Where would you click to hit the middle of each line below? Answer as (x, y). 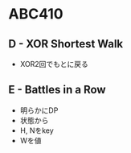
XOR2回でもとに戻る (54, 64)
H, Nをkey (37, 130)
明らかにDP (39, 110)
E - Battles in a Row (57, 90)
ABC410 (36, 14)
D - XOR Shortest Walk (66, 44)
